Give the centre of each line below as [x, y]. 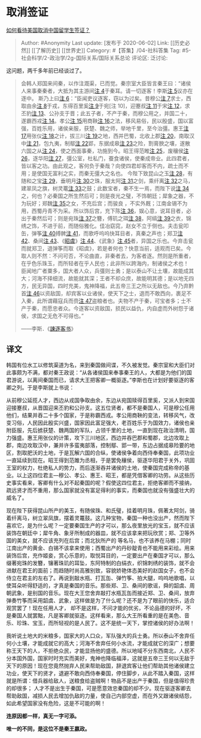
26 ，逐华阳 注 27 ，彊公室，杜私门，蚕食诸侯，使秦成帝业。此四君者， [106, 158]
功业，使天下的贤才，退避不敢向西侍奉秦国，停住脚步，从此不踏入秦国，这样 [100, 673]
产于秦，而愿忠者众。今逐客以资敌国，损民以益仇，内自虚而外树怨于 [105, 308]
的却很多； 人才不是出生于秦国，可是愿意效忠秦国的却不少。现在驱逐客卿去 [99, 688]
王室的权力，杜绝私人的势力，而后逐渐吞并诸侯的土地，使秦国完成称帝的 [95, 467]
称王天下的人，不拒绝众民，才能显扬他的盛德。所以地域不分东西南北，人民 [98, 650]
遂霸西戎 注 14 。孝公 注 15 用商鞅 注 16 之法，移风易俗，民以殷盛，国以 [104, 121]
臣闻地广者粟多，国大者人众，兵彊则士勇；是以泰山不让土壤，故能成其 [107, 271]
